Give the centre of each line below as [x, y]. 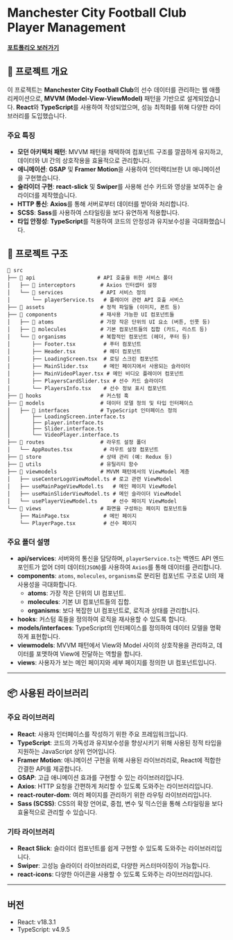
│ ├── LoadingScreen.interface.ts [67, 417]
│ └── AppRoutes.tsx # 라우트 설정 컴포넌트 [83, 449]
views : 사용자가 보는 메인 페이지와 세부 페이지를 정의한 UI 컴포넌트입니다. [117, 663]
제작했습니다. [59, 195]
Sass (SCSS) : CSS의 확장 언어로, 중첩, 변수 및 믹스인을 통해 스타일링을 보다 [120, 803]
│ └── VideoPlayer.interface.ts [63, 435]
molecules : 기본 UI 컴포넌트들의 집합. [79, 602]
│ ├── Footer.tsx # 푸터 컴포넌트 [75, 344]
